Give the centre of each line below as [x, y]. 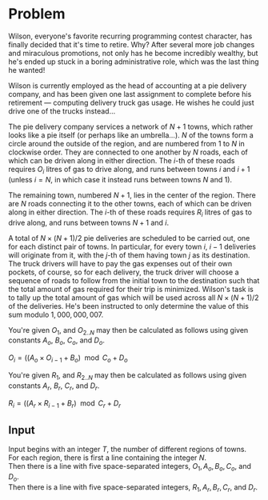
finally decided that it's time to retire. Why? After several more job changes [132, 44]
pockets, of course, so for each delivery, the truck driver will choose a [124, 272]
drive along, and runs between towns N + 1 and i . [89, 222]
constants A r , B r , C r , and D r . [54, 386]
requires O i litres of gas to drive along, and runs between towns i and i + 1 [129, 170]
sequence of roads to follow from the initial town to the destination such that [134, 280]
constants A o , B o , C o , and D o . [57, 341]
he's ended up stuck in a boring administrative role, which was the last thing [134, 62]
